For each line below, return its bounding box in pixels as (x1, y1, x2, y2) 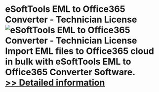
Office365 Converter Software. (5, 67, 136, 78)
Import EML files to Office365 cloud (5, 46, 155, 57)
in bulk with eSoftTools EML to (5, 56, 131, 67)
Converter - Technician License (5, 14, 137, 25)
